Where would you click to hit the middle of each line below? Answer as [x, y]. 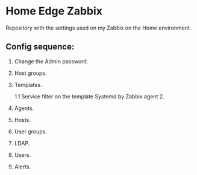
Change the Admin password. [51, 61]
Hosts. [22, 119]
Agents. [24, 108]
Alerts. [23, 167]
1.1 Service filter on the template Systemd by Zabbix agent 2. [89, 96]
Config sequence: [40, 47]
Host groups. [30, 73]
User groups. [31, 132]
